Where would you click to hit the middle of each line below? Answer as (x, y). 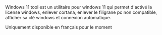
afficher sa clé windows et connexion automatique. (58, 17)
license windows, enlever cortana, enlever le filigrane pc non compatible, (81, 12)
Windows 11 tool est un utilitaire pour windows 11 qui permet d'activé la (79, 7)
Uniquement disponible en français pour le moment (59, 27)
